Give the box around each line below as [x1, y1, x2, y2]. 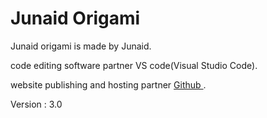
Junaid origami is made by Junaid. [10, 40, 152, 52]
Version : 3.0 [10, 98, 63, 110]
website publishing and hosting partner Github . [10, 78, 207, 91]
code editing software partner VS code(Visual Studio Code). [10, 59, 258, 71]
